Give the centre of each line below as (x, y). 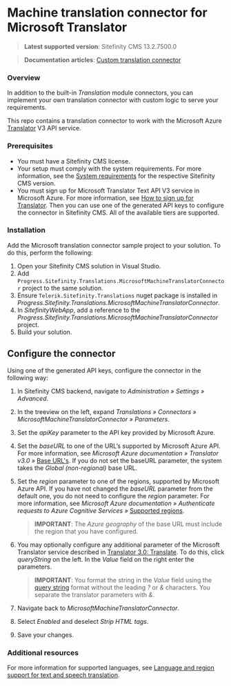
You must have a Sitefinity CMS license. (74, 161)
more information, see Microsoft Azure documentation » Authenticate (116, 503)
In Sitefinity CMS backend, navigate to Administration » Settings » (111, 391)
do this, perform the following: (50, 253)
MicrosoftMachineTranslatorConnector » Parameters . (93, 419)
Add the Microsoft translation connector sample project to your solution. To (114, 245)
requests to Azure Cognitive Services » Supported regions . (101, 510)
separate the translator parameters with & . (94, 594)
